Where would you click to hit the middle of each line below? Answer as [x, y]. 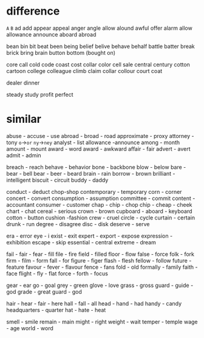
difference [33, 11]
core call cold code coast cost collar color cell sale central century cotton [98, 64]
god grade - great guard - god [44, 291]
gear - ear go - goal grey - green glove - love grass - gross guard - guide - [100, 285]
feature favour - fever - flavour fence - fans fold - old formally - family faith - [102, 267]
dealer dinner [23, 83]
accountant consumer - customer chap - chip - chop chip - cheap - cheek [99, 204]
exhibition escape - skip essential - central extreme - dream [81, 242]
